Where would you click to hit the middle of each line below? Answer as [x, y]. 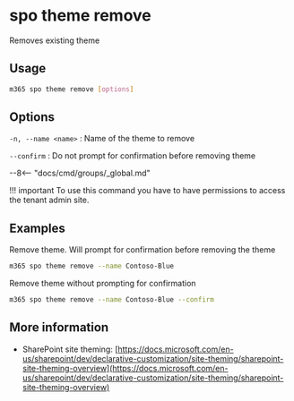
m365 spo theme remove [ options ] [72, 89]
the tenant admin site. [49, 200]
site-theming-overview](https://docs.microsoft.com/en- [125, 368]
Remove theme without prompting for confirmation [103, 284]
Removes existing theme [55, 40]
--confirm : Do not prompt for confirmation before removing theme [133, 156]
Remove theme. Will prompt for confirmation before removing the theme [143, 250]
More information [59, 328]
